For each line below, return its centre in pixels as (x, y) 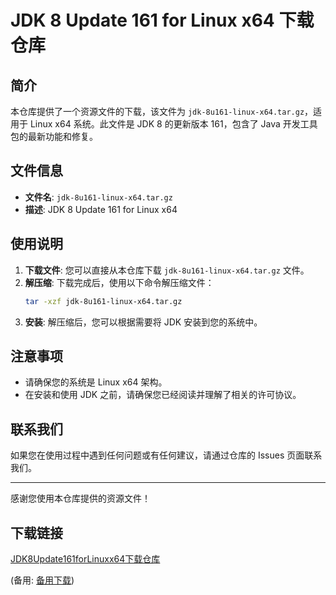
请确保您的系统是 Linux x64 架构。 (96, 382)
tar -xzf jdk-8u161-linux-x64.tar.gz (103, 301)
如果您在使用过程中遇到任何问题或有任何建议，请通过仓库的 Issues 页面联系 (166, 455)
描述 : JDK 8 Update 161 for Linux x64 (101, 209)
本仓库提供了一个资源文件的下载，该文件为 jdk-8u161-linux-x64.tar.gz (157, 111)
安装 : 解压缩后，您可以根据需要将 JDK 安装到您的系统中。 (143, 322)
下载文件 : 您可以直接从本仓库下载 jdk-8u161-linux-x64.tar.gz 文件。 (167, 270)
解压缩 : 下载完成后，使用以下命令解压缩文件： (119, 282)
